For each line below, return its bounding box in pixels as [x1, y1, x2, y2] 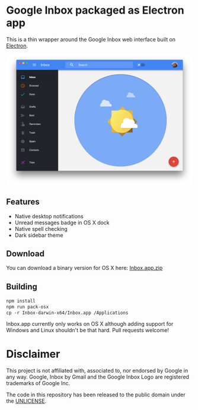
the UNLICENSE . [6, 398, 47, 405]
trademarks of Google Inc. [6, 380, 70, 387]
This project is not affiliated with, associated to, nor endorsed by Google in [6, 367, 189, 374]
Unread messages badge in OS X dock [14, 219, 110, 226]
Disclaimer [6, 348, 60, 361]
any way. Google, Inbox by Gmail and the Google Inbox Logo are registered [6, 373, 190, 380]
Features [6, 197, 40, 207]
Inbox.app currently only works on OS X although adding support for [6, 320, 174, 328]
